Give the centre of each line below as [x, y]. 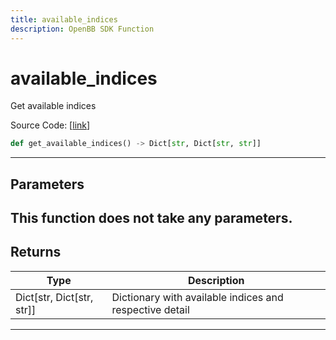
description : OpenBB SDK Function [82, 29]
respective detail [150, 309]
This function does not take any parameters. [151, 218]
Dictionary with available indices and [197, 297]
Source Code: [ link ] [50, 125]
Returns [36, 252]
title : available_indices [64, 19]
